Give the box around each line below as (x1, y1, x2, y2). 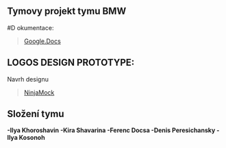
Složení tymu (7, 108, 64, 120)
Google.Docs (23, 37, 62, 45)
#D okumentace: (7, 23, 54, 32)
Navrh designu (7, 75, 49, 83)
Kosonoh (18, 134, 46, 142)
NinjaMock (23, 88, 55, 97)
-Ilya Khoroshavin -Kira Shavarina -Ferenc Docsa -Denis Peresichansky (7, 126, 216, 134)
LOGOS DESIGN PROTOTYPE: (7, 57, 135, 69)
